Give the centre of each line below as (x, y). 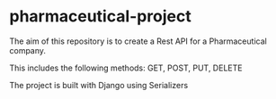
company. (28, 50)
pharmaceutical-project (100, 16)
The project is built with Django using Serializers (99, 85)
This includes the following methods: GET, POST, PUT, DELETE (126, 68)
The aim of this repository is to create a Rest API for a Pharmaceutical (138, 41)
